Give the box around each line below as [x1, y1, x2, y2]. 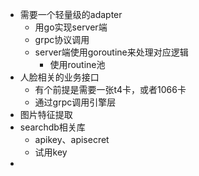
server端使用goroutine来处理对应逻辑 [34, 46, 189, 58]
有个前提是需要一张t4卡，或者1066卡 [34, 84, 187, 95]
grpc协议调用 [34, 34, 90, 45]
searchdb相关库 [19, 121, 86, 133]
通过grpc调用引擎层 [34, 96, 117, 108]
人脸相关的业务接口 [19, 71, 100, 83]
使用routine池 [49, 59, 106, 70]
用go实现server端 [34, 21, 108, 33]
